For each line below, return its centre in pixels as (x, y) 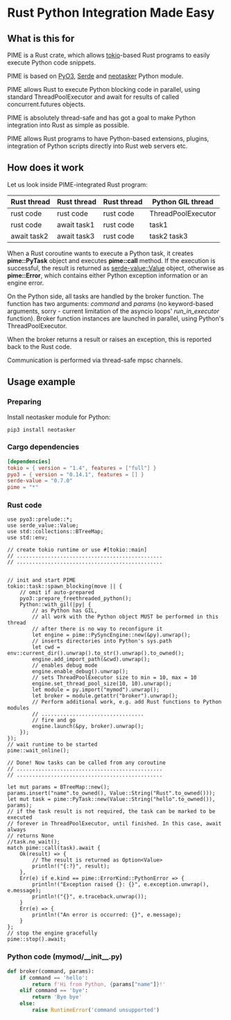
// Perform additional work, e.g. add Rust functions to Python (127, 702)
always (17, 830)
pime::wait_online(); (38, 751)
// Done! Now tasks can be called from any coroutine (87, 763)
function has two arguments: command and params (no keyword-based (110, 303)
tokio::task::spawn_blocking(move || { (65, 586)
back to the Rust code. (40, 346)
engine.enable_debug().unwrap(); (80, 672)
